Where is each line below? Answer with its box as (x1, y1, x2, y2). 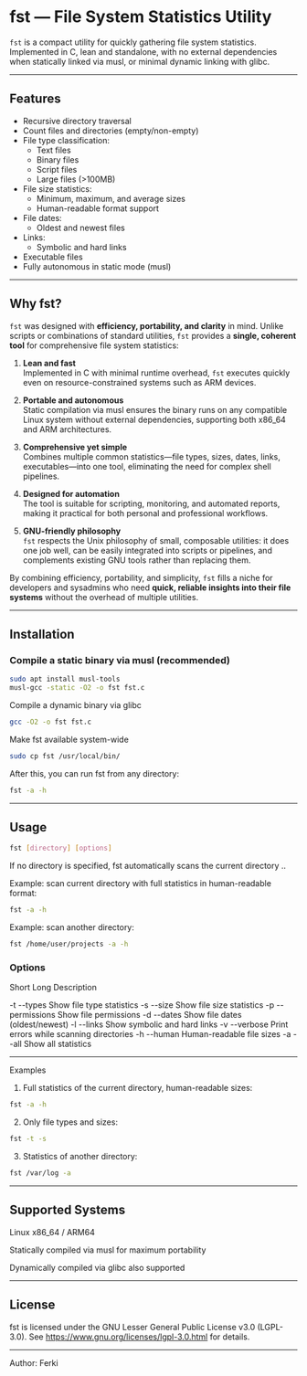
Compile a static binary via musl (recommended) (9, 653, 230, 666)
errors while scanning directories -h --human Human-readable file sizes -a (9, 1029, 291, 1040)
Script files (36, 164, 78, 175)
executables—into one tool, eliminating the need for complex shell (22, 460, 271, 471)
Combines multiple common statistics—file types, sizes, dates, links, (22, 450, 281, 462)
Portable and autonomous (22, 395, 124, 406)
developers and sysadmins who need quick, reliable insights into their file (9, 582, 291, 593)
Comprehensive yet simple (22, 441, 128, 452)
